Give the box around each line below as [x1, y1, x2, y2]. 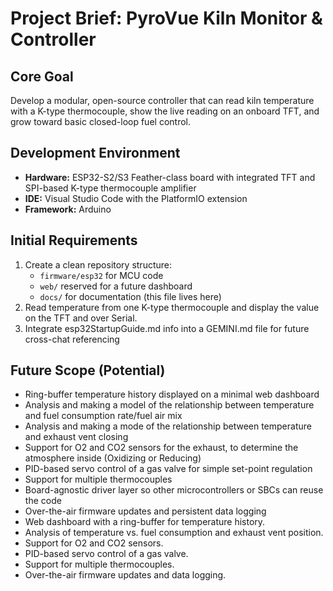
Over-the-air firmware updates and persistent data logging [24, 505, 267, 517]
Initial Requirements [10, 232, 138, 249]
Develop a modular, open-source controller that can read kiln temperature [10, 95, 315, 106]
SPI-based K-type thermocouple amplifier [24, 182, 197, 194]
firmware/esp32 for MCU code [39, 269, 164, 281]
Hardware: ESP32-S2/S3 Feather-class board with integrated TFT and [24, 171, 316, 183]
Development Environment [10, 145, 181, 162]
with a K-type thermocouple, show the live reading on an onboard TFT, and [10, 105, 320, 117]
